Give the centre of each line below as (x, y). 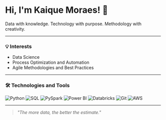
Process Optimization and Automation (51, 62)
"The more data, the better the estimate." (59, 112)
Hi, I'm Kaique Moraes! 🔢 (57, 10)
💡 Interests (19, 46)
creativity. (15, 29)
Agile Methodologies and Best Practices (53, 68)
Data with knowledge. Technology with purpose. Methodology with (73, 24)
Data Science (26, 57)
